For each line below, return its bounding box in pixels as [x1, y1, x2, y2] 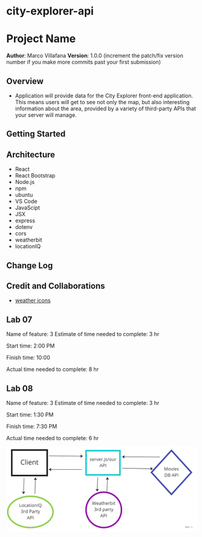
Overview [6, 76, 44, 86]
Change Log [6, 260, 53, 271]
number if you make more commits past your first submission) [6, 59, 161, 66]
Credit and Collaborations [6, 280, 105, 291]
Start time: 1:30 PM [6, 410, 54, 418]
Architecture [6, 150, 56, 160]
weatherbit [15, 236, 42, 243]
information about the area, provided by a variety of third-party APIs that [15, 105, 197, 112]
